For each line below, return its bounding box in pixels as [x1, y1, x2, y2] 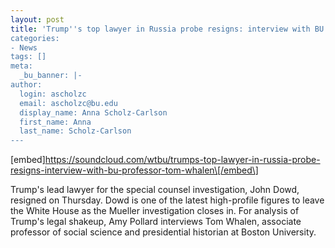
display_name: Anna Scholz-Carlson [19, 107, 168, 118]
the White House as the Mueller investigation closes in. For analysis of [10, 205, 300, 217]
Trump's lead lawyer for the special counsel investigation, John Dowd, [10, 184, 300, 196]
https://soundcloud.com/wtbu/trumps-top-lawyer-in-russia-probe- [44, 154, 321, 166]
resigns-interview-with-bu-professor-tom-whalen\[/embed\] [10, 164, 259, 176]
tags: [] [10, 52, 47, 62]
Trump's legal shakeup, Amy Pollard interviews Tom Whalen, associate [10, 216, 302, 228]
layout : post [10, 14, 65, 25]
